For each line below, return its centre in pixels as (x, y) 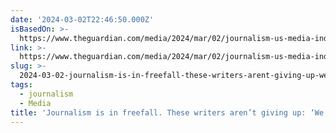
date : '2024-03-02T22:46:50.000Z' (82, 19)
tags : (21, 85)
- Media (35, 103)
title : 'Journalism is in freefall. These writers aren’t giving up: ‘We (167, 112)
